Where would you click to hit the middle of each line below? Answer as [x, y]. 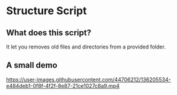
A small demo [32, 65]
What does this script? [49, 33]
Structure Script [46, 11]
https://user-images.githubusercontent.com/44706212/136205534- [89, 79]
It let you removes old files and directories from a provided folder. [86, 47]
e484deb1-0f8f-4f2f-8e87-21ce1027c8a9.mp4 [63, 86]
